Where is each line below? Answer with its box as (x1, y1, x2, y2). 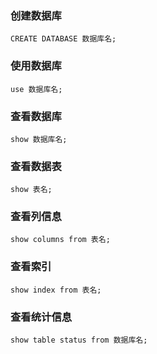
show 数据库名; (10, 134, 68, 144)
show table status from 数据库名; (10, 335, 148, 346)
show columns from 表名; (10, 235, 111, 245)
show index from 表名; (10, 285, 102, 295)
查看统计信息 (10, 310, 73, 324)
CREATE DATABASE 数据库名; (10, 34, 117, 44)
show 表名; (10, 185, 53, 195)
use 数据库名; (10, 84, 63, 94)
